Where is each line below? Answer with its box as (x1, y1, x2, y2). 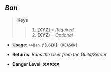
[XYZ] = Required (37, 27, 74, 33)
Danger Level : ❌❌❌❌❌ (12, 61, 60, 67)
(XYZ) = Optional (37, 32, 73, 38)
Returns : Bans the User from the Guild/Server (12, 51, 107, 57)
